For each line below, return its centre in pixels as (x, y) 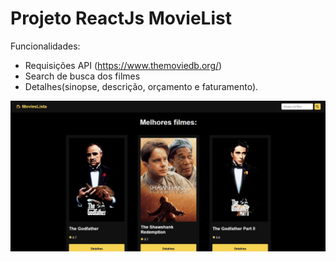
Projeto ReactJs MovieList (121, 18)
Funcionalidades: (45, 46)
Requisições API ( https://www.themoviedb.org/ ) (123, 65)
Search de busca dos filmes (82, 76)
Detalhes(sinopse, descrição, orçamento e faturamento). (141, 86)
